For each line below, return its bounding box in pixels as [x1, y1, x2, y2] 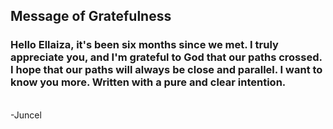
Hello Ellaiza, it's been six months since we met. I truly [10, 38, 279, 52]
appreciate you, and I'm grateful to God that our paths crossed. [10, 50, 323, 64]
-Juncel [10, 109, 42, 121]
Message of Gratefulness [10, 8, 172, 25]
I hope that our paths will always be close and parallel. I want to [10, 63, 323, 77]
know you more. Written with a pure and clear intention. [10, 75, 287, 89]
